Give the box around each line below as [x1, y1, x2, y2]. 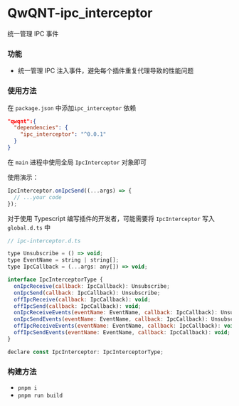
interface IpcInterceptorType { [7, 276, 103, 284]
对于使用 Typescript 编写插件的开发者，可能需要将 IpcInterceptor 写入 [7, 214, 216, 223]
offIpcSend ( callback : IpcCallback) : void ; [14, 302, 142, 310]
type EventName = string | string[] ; [7, 257, 119, 264]
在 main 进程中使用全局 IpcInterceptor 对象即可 [7, 158, 147, 166]
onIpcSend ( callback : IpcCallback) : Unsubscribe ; [14, 289, 161, 297]
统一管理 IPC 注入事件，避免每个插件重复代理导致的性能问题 [17, 66, 194, 75]
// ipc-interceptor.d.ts [7, 237, 81, 245]
